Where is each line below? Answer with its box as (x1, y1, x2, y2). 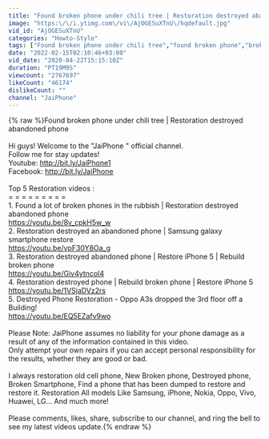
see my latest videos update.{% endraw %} (8, 422, 152, 432)
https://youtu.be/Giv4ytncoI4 (8, 269, 105, 279)
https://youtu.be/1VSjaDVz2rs (8, 286, 106, 296)
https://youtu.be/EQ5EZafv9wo (8, 312, 111, 321)
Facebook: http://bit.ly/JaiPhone (8, 167, 114, 176)
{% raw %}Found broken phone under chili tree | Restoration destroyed (8, 115, 243, 125)
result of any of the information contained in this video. (8, 337, 190, 347)
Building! (8, 303, 38, 312)
